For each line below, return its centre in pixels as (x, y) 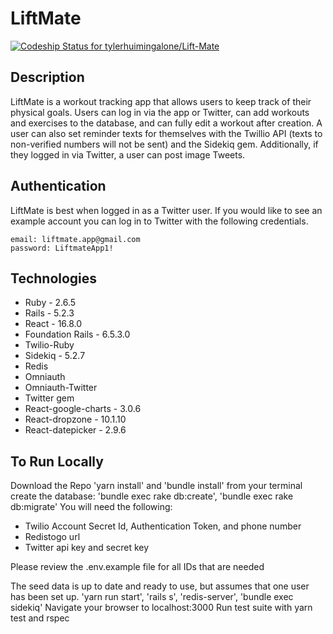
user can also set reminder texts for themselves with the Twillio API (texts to (166, 133)
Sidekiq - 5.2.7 (55, 356)
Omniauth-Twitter (61, 388)
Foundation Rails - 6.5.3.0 (77, 334)
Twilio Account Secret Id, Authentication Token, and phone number (163, 526)
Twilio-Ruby (49, 345)
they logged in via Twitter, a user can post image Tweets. (128, 154)
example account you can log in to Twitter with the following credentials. (159, 221)
